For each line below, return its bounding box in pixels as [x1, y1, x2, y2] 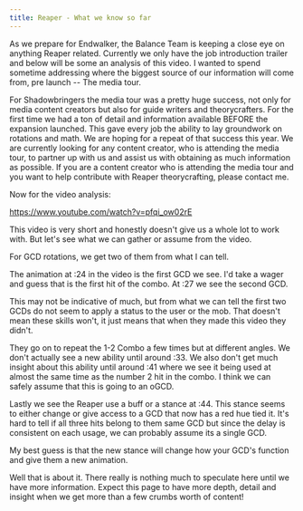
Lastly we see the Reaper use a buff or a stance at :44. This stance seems [9, 398, 286, 409]
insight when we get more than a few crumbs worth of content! [9, 491, 244, 502]
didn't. [9, 324, 33, 335]
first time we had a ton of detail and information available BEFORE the [9, 113, 269, 124]
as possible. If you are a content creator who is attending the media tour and [9, 161, 294, 172]
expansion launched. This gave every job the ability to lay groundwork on [9, 123, 283, 134]
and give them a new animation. [9, 454, 128, 465]
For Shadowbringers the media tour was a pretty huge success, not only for [9, 94, 291, 105]
